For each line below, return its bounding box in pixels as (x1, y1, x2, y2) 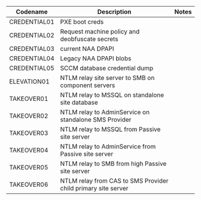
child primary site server (60, 184, 129, 192)
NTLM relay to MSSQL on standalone (60, 91, 165, 99)
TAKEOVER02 (9, 112, 48, 120)
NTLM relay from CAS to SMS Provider (60, 177, 169, 184)
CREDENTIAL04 (9, 54, 55, 62)
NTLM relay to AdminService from (60, 143, 156, 150)
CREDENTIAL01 (9, 18, 55, 26)
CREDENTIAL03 (9, 45, 55, 53)
